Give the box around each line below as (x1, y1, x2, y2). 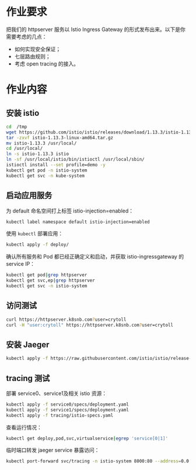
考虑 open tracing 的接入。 (14, 60, 79, 67)
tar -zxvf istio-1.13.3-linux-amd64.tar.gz (6, 135, 114, 140)
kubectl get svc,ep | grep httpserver (6, 277, 95, 284)
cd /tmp (6, 123, 27, 129)
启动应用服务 (6, 191, 52, 201)
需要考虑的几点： (6, 33, 47, 40)
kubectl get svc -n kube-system (6, 173, 85, 179)
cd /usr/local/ (6, 146, 43, 152)
